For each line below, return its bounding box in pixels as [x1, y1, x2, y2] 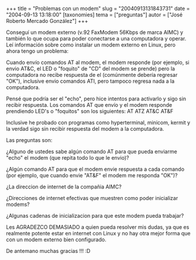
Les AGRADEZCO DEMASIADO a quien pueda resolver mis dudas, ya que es [6, 224, 190, 231]
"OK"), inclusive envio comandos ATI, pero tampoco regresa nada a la [6, 77, 175, 85]
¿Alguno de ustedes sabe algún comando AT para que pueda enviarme [6, 148, 177, 155]
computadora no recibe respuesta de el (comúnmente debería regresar [6, 72, 178, 78]
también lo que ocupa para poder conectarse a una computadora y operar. [6, 35, 187, 42]
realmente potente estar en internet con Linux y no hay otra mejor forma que [6, 230, 191, 237]
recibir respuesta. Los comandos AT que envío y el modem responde [6, 102, 173, 108]
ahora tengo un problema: [6, 48, 69, 55]
